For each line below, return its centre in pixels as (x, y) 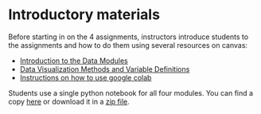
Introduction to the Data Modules (74, 61)
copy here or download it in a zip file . (69, 101)
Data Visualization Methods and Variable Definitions (105, 69)
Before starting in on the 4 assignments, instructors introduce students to (129, 37)
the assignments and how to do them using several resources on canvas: (128, 45)
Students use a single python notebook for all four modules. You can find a (130, 92)
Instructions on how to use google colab (86, 77)
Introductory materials (84, 15)
